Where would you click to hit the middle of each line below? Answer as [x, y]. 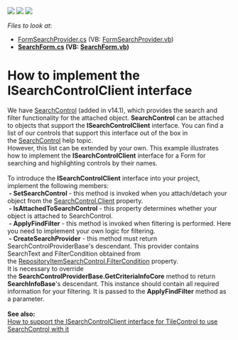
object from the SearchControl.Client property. [75, 201]
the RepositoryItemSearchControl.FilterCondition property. [93, 261]
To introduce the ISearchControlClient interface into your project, [104, 178]
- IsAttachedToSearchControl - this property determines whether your [113, 208]
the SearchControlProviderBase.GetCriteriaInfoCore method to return [112, 276]
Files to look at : [30, 26]
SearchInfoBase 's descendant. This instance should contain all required [113, 283]
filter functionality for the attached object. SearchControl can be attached [116, 118]
